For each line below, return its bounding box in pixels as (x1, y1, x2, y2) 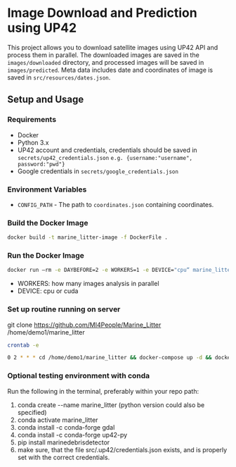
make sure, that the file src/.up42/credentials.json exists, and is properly (17, 445, 228, 454)
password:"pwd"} (17, 161, 65, 168)
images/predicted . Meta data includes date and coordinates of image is (7, 66, 214, 74)
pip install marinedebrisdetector (17, 438, 110, 447)
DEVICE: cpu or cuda (17, 287, 79, 295)
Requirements (7, 115, 57, 125)
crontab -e (7, 342, 39, 349)
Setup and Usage (7, 94, 84, 106)
